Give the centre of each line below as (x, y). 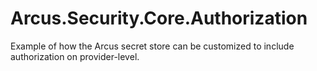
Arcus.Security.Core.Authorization (159, 18)
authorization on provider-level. (75, 56)
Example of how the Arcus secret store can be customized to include (152, 46)
